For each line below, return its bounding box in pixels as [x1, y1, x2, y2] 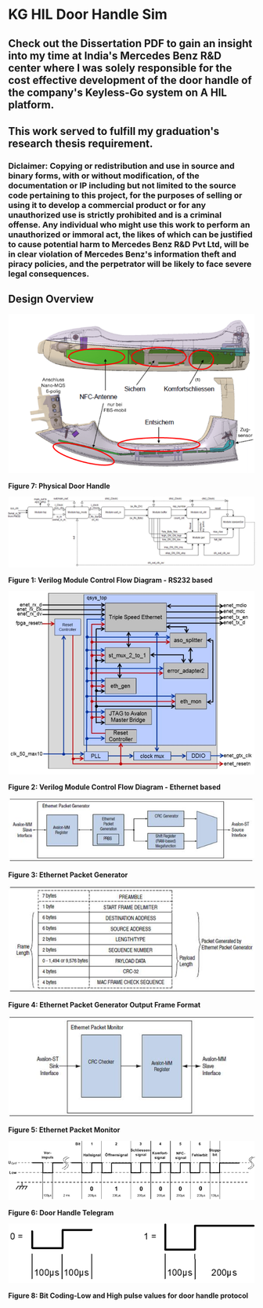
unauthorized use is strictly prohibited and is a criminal [8, 209, 222, 220]
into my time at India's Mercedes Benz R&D [8, 49, 222, 62]
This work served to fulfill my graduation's [8, 124, 220, 138]
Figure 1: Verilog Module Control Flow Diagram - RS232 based [8, 575, 213, 585]
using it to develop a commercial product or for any [8, 199, 206, 210]
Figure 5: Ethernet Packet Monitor [8, 1125, 121, 1135]
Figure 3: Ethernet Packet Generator [8, 869, 128, 880]
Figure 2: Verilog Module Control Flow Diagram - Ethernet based [8, 782, 222, 792]
